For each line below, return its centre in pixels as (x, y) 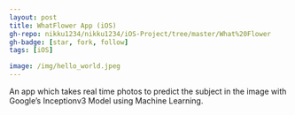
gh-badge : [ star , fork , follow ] (69, 42)
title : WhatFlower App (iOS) (63, 26)
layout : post (33, 17)
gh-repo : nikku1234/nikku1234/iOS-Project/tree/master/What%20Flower (140, 34)
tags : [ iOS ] (31, 50)
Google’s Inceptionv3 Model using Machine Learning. (106, 101)
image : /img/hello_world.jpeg (65, 66)
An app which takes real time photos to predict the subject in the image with (148, 91)
